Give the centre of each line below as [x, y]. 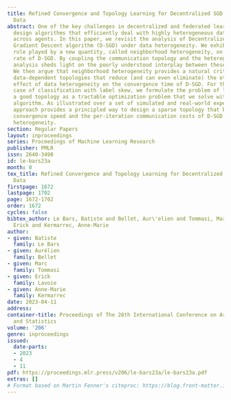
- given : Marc [27, 263]
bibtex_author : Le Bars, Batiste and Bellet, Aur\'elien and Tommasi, [110, 219]
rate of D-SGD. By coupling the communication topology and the [107, 59]
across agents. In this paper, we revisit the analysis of [100, 39]
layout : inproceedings [40, 135]
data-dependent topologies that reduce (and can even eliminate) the [115, 78]
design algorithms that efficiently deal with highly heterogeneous [113, 33]
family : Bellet [35, 257]
